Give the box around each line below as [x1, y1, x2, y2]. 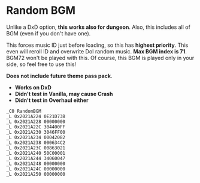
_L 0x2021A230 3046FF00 [6, 129, 66, 135]
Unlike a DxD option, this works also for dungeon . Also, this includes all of [6, 23, 190, 31]
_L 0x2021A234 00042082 [6, 134, 66, 140]
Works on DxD [14, 83, 52, 91]
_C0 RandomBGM [6, 108, 42, 114]
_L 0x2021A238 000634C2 [6, 139, 66, 146]
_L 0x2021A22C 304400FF [6, 124, 66, 130]
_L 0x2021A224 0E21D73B [6, 113, 66, 119]
